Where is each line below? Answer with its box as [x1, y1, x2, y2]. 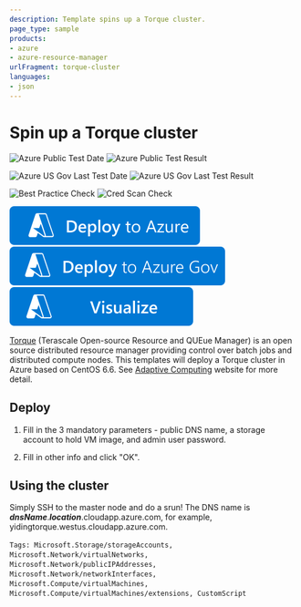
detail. [9, 374, 34, 385]
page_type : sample [9, 24, 79, 34]
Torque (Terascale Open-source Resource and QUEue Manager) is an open [9, 334, 293, 345]
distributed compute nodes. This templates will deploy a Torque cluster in [9, 354, 285, 365]
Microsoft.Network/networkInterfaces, [9, 570, 157, 579]
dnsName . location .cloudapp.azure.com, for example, [9, 511, 213, 523]
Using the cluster [9, 478, 109, 493]
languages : [9, 73, 51, 82]
